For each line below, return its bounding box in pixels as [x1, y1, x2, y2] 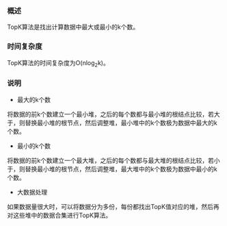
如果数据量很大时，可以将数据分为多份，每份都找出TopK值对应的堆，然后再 [7, 202, 220, 210]
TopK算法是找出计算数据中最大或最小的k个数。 [7, 23, 139, 32]
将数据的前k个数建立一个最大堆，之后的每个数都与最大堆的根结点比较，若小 [7, 156, 220, 164]
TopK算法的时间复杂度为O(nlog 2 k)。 [7, 58, 109, 68]
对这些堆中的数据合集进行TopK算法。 [7, 211, 112, 219]
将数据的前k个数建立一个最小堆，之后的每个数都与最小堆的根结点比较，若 [7, 110, 214, 118]
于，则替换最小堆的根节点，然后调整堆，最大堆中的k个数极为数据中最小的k [7, 164, 217, 173]
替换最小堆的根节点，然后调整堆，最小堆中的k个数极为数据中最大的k [25, 118, 217, 127]
